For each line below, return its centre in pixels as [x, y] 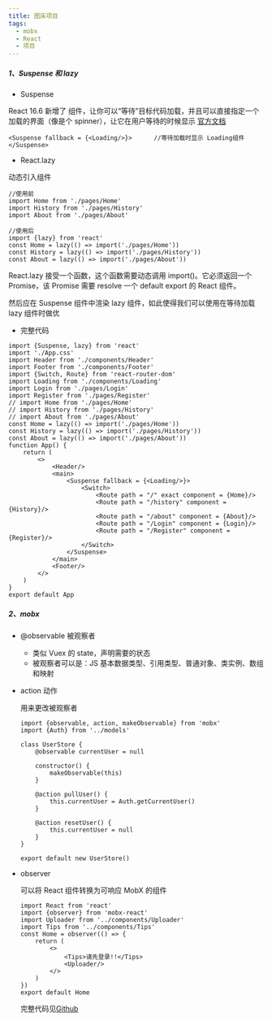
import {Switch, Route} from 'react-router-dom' [92, 375]
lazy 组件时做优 [34, 313]
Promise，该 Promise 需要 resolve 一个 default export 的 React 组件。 [125, 286]
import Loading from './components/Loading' [85, 382]
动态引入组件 [30, 177]
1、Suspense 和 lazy [43, 73]
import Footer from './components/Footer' [81, 367]
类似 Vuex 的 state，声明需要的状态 [91, 653]
